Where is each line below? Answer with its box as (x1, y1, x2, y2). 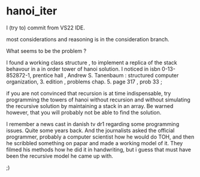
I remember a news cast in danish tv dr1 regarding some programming (6, 120, 180, 127)
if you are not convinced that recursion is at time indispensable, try (6, 89, 171, 97)
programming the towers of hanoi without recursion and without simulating (6, 96, 190, 103)
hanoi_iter (6, 4, 57, 18)
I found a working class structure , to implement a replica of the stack (6, 59, 178, 66)
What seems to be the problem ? (6, 47, 87, 55)
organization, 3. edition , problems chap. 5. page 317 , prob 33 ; (6, 78, 163, 85)
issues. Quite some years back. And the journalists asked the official (6, 127, 175, 134)
